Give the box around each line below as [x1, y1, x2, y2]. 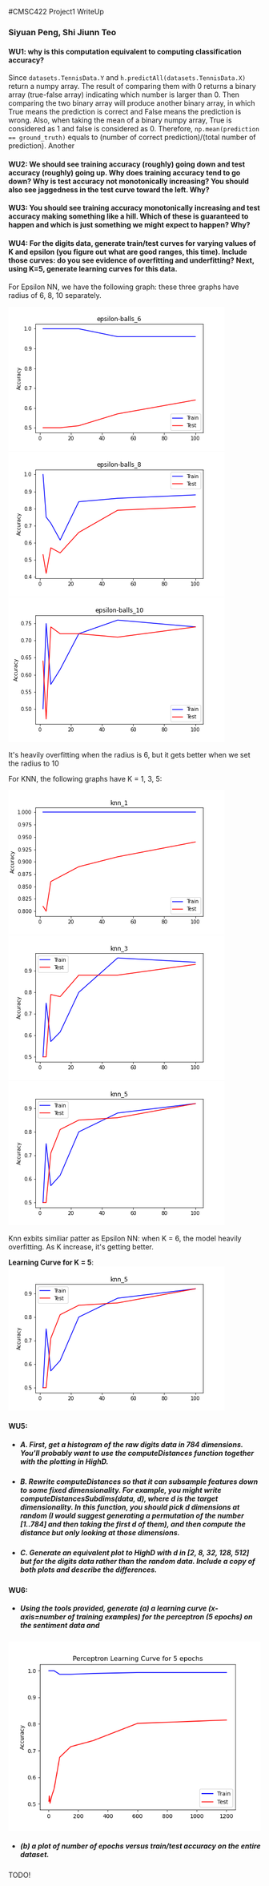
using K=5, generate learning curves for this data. [8, 263, 178, 273]
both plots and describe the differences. [19, 1565, 158, 1574]
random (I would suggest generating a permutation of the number [19, 1511, 244, 1521]
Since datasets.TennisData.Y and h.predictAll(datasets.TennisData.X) [8, 73, 247, 82]
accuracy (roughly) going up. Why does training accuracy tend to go [8, 167, 241, 177]
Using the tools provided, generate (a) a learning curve [19, 1603, 207, 1613]
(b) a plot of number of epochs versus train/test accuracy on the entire [19, 1841, 261, 1851]
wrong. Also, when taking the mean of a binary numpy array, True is [8, 115, 232, 125]
